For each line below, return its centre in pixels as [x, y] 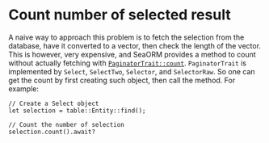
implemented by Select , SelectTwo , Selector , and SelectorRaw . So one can [132, 71]
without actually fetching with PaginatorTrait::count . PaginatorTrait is [127, 63]
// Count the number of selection [67, 124]
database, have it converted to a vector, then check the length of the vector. [134, 45]
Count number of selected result [120, 15]
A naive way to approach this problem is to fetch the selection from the [126, 37]
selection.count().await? [52, 132]
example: [23, 88]
